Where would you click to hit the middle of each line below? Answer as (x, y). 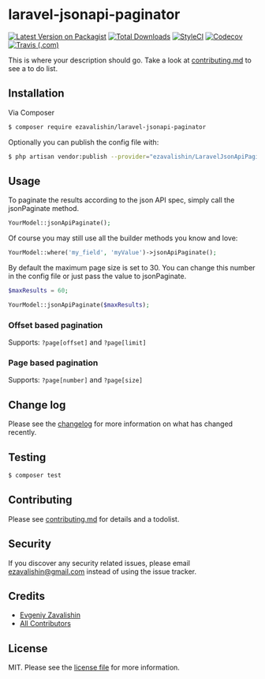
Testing (27, 457)
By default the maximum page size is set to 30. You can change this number (132, 268)
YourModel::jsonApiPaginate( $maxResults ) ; (79, 305)
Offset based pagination (56, 325)
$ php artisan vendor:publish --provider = (79, 157)
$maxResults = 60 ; (38, 291)
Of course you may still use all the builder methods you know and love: (123, 238)
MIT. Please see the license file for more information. (94, 668)
